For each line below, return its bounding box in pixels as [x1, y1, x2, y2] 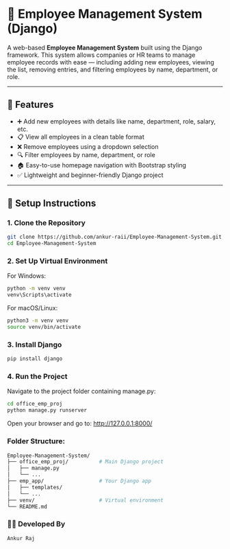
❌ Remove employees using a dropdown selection [16, 142, 159, 150]
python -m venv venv [7, 285, 66, 292]
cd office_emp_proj [7, 401, 63, 408]
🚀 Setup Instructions [7, 198, 97, 209]
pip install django [7, 355, 63, 362]
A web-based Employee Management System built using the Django [7, 43, 203, 51]
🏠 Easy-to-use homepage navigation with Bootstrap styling [16, 161, 187, 169]
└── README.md [7, 503, 48, 510]
